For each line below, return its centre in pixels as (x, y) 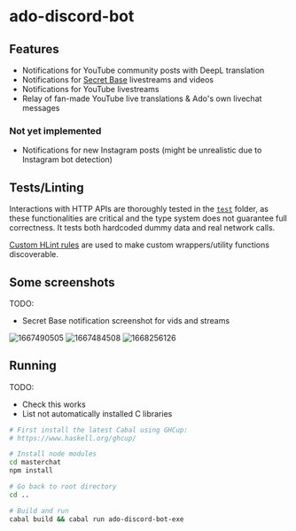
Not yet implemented (55, 130)
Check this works (54, 404)
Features (34, 49)
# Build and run (39, 511)
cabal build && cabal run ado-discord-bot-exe (97, 519)
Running (33, 366)
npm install (31, 471)
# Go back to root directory (63, 487)
